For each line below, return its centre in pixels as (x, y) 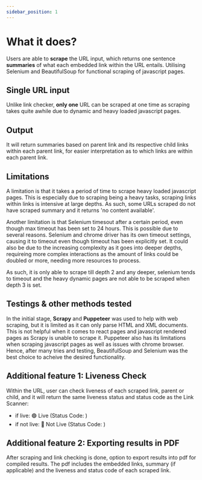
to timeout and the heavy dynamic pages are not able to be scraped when (98, 279)
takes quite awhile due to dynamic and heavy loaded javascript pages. (93, 111)
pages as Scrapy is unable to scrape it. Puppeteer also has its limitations (96, 338)
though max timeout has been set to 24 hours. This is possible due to (92, 228)
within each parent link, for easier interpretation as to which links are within (99, 151)
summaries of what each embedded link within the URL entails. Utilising (96, 65)
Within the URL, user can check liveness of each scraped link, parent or (95, 391)
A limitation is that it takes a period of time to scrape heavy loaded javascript (101, 191)
